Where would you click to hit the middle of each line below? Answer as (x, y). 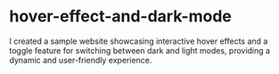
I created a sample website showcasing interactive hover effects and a (139, 41)
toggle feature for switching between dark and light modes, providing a (139, 50)
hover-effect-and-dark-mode (120, 16)
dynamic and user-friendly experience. (81, 60)
